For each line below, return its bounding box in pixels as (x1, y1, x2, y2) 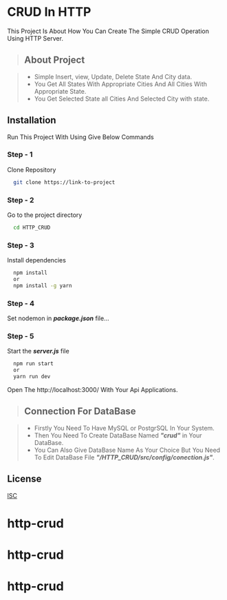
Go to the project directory (7, 211, 83, 219)
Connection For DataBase (23, 406, 136, 417)
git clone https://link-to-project (13, 178, 116, 186)
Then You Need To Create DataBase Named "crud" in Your (34, 431, 202, 439)
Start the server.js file (7, 347, 70, 355)
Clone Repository (7, 165, 56, 174)
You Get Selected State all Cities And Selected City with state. (34, 94, 210, 103)
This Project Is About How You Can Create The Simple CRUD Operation (7, 27, 210, 35)
